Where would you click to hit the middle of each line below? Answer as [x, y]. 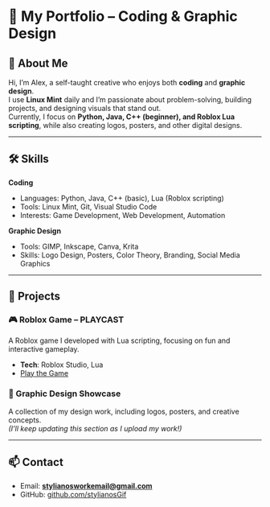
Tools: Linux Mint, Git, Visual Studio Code [88, 206]
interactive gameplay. [44, 348]
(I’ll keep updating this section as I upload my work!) [95, 428]
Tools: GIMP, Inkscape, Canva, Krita [79, 246]
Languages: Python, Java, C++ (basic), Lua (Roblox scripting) [122, 198]
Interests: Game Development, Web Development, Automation [123, 215]
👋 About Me [38, 63]
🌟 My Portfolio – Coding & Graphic [123, 16]
